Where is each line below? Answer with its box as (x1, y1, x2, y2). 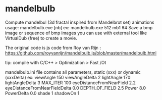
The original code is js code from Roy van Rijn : (5, 45, 102, 50)
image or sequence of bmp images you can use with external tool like (5, 30, 147, 36)
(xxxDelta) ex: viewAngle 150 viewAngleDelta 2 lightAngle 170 (5, 74, 131, 80)
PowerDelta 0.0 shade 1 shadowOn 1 (5, 90, 80, 96)
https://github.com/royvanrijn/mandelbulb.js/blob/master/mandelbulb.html (5, 50, 157, 56)
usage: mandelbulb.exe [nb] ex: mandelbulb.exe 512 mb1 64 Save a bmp (5, 24, 153, 30)
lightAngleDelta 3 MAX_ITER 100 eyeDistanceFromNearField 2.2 (5, 80, 136, 86)
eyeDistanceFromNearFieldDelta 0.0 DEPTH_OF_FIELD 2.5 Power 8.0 (5, 85, 146, 91)
